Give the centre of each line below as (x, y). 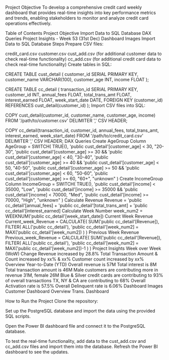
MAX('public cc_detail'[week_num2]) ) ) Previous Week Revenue (72, 232)
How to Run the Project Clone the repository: (52, 301)
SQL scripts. (18, 316)
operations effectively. (29, 23)
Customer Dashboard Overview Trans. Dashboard (57, 291)
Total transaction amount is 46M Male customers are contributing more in (82, 270)
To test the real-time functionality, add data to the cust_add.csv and (76, 341)
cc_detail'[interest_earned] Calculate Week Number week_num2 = (74, 211)
